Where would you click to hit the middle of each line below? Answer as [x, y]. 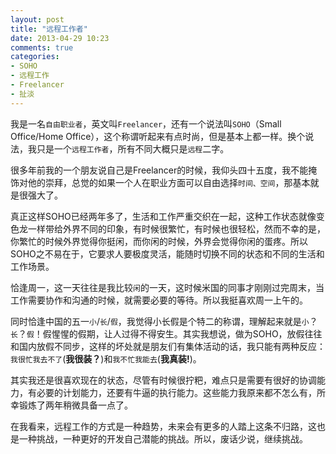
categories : [35, 57]
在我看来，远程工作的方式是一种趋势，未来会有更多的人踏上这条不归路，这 [163, 426]
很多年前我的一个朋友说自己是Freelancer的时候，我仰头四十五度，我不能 [159, 170]
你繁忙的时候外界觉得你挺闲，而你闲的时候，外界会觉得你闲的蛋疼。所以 [159, 241]
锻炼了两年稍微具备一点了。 [75, 405]
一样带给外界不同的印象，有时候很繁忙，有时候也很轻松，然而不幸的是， [176, 228]
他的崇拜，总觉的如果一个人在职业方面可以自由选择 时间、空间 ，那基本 [169, 182]
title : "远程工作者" [49, 29]
